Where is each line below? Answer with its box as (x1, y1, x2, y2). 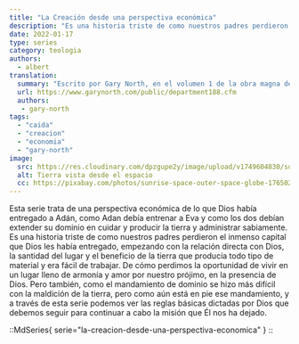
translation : (9, 71, 58, 80)
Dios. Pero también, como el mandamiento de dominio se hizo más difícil (9, 279, 276, 290)
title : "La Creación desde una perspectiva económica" (9, 12, 217, 22)
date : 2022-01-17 (9, 29, 74, 38)
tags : (9, 112, 29, 121)
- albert (17, 63, 50, 72)
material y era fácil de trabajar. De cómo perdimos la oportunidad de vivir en (9, 260, 289, 271)
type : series (9, 37, 58, 47)
